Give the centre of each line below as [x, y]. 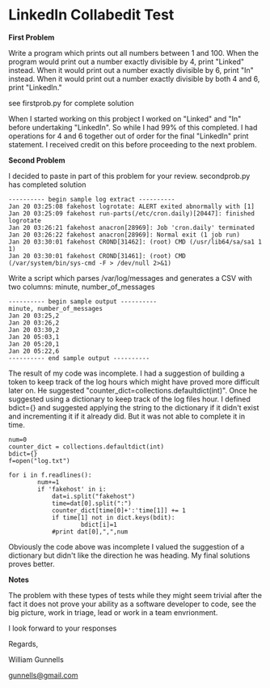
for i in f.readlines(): [50, 475]
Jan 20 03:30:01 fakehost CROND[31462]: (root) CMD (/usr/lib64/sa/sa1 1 [135, 242]
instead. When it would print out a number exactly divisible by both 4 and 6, [134, 79]
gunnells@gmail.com [43, 675]
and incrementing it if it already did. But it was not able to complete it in [127, 416]
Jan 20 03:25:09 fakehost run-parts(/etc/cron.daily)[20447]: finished [131, 213]
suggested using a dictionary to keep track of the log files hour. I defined [129, 399]
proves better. [32, 563]
